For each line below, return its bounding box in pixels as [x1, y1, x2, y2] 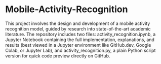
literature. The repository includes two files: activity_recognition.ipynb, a [5, 31, 156, 37]
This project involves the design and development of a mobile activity [5, 20, 150, 26]
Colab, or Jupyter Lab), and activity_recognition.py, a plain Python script [5, 47, 156, 53]
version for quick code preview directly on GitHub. [5, 52, 110, 59]
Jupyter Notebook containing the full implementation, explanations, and [5, 37, 154, 43]
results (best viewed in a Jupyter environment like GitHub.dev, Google [5, 42, 151, 48]
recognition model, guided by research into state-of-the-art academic [5, 25, 151, 31]
